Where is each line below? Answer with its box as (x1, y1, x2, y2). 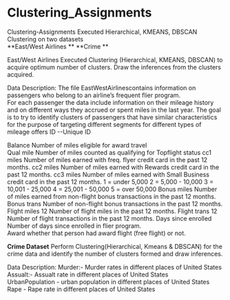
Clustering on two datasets (7, 34, 84, 43)
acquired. (7, 70, 34, 79)
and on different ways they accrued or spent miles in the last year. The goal (7, 106, 222, 114)
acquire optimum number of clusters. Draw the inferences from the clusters (7, 63, 222, 71)
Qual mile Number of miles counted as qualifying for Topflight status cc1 (7, 148, 212, 157)
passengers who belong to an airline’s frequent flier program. (7, 91, 181, 99)
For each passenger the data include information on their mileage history (7, 98, 214, 106)
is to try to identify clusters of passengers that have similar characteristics (7, 112, 218, 121)
